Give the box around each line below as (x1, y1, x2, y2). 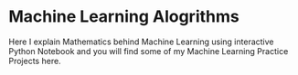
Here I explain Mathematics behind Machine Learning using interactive (8, 36, 274, 47)
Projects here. (8, 55, 61, 66)
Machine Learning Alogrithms (8, 6, 239, 27)
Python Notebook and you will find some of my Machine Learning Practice (8, 45, 289, 56)
